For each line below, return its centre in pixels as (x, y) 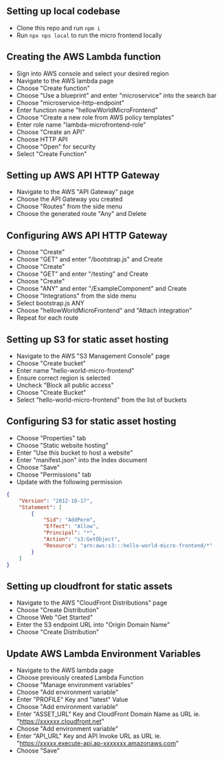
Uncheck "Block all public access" (65, 385)
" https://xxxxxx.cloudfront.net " (60, 721)
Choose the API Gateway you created (69, 199)
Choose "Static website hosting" (63, 445)
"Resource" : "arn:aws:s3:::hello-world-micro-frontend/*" (128, 545)
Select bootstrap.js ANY (50, 303)
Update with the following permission (69, 481)
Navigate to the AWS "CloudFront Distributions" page (92, 603)
